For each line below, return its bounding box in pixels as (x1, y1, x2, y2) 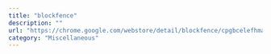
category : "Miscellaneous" (8, 33, 99, 42)
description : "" (8, 19, 63, 27)
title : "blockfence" (8, 11, 78, 20)
